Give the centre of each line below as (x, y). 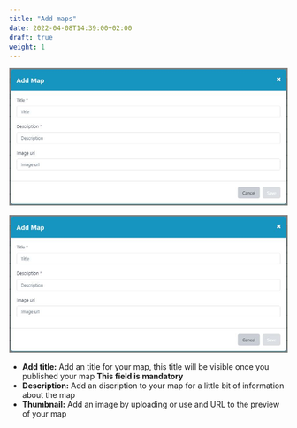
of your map (44, 414)
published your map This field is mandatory (103, 376)
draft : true (31, 37)
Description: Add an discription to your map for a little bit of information (153, 386)
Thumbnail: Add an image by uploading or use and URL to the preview (151, 404)
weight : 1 (27, 47)
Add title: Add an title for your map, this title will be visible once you (145, 367)
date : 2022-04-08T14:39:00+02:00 (71, 28)
